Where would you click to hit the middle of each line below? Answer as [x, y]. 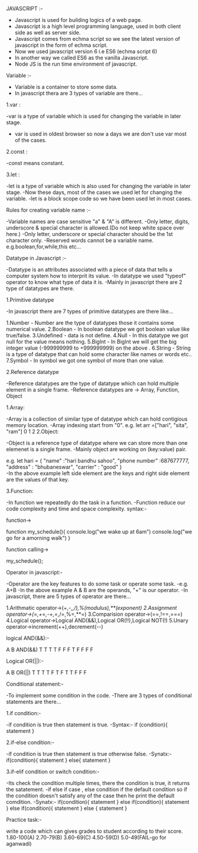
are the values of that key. [38, 479]
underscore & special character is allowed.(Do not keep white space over [95, 228]
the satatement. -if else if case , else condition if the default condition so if [97, 789]
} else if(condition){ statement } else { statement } [67, 808]
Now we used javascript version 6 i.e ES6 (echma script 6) [86, 51]
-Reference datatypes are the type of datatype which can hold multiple [92, 383]
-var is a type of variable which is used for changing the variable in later [94, 116]
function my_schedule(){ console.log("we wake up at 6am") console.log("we [99, 531]
